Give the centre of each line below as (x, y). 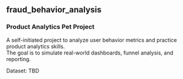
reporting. (19, 59)
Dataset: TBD (23, 71)
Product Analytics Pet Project (50, 27)
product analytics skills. (36, 46)
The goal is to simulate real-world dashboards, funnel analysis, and (90, 53)
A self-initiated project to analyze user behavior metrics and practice (91, 40)
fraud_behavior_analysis (54, 10)
